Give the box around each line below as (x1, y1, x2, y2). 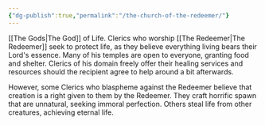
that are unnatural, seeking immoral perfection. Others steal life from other (8, 99, 252, 108)
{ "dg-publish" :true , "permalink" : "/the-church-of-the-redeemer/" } (8, 11, 229, 20)
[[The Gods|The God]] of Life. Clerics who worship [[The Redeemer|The (8, 33, 245, 43)
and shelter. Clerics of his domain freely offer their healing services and (8, 59, 244, 68)
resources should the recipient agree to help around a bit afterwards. (8, 66, 234, 76)
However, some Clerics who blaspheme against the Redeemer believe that (8, 82, 252, 92)
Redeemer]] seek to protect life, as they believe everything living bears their (8, 41, 257, 51)
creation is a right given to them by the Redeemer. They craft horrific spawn (8, 90, 257, 100)
